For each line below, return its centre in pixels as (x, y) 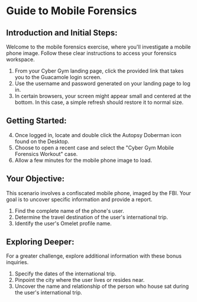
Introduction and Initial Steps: (62, 33)
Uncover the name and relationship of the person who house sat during (102, 286)
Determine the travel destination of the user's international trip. (91, 217)
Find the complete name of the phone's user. (69, 210)
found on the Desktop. (42, 141)
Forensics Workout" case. (46, 154)
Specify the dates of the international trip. (65, 274)
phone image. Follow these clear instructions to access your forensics (91, 53)
